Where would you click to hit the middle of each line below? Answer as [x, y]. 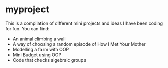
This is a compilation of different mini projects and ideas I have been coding [84, 23]
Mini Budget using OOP [37, 55]
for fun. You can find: [27, 28]
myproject [27, 9]
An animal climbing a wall [39, 39]
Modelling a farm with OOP [41, 49]
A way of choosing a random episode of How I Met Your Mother [79, 44]
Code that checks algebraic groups [49, 60]
